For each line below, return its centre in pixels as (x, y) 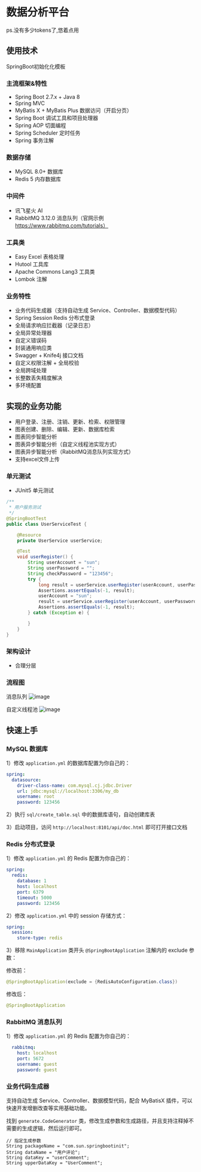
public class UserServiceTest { (46, 524)
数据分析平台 (38, 12)
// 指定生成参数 (24, 1141)
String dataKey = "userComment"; (48, 1158)
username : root (36, 797)
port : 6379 (31, 892)
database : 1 (32, 881)
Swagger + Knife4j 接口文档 (49, 355)
